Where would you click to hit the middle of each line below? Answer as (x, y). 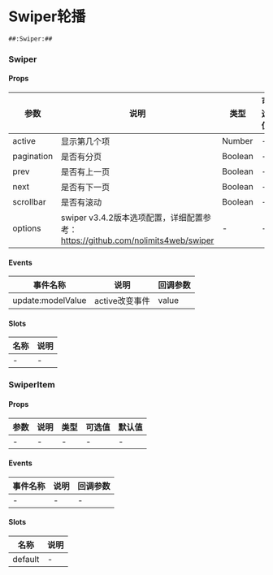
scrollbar (29, 202)
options (27, 228)
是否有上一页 (85, 172)
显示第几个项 (85, 141)
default (26, 559)
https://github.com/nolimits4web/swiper (137, 240)
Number (238, 141)
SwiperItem (32, 385)
